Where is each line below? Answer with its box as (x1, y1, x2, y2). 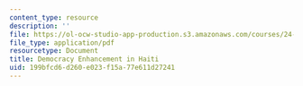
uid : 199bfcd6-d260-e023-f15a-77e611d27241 (9, 64, 176, 73)
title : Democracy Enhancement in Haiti (9, 55, 160, 64)
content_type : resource (9, 13, 99, 22)
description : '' (9, 21, 70, 30)
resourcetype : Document (9, 47, 99, 56)
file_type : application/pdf (9, 38, 115, 47)
